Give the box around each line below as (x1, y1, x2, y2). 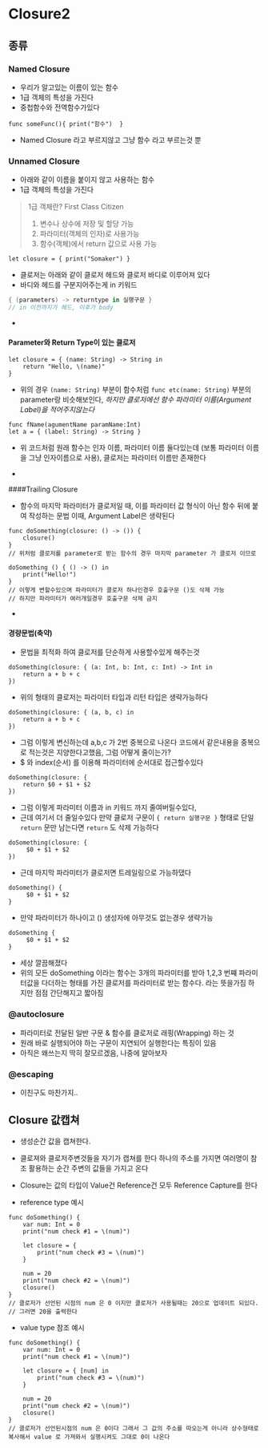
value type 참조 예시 (19, 1322, 86, 1332)
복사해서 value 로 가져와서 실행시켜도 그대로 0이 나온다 (8, 1433, 170, 1441)
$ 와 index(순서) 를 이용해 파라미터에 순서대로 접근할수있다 (19, 758, 204, 767)
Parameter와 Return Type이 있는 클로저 (8, 338, 136, 347)
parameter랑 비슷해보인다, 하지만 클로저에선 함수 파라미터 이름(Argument (19, 394, 252, 405)
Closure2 (8, 5, 70, 23)
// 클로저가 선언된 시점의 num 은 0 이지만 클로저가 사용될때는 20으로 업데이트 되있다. (8, 1299, 259, 1307)
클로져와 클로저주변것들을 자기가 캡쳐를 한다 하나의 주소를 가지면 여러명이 (19, 1153, 250, 1163)
